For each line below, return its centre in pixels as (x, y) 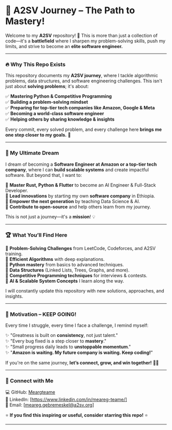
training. (14, 254)
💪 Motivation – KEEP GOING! (41, 314)
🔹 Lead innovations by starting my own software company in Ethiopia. (80, 196)
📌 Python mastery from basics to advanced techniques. (65, 264)
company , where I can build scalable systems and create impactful (77, 169)
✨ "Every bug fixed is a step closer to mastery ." (56, 341)
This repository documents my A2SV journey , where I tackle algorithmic (82, 76)
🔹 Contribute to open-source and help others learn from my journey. (78, 207)
